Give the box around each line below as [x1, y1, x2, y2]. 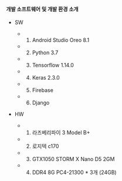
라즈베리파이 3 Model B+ [32, 129, 90, 136]
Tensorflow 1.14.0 [32, 62, 74, 69]
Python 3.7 [32, 49, 59, 56]
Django [32, 99, 50, 106]
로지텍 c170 [32, 143, 59, 150]
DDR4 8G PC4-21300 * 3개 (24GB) [32, 169, 117, 176]
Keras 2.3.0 [32, 74, 60, 81]
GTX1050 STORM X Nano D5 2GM [32, 156, 115, 163]
